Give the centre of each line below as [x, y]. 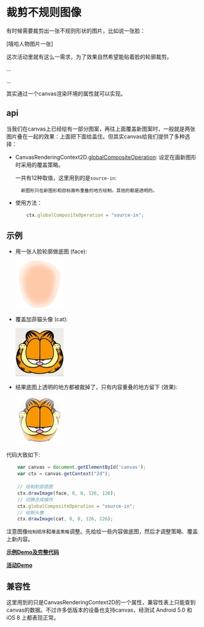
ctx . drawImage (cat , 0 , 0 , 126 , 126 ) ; [65, 519]
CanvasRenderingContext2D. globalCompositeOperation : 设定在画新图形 [106, 157]
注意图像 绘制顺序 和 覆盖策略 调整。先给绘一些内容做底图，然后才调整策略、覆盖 [102, 531]
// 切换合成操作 [35, 500]
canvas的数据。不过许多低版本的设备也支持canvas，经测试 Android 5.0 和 [99, 610]
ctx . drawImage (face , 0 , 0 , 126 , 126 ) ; [67, 493]
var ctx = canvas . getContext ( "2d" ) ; [64, 474]
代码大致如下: [24, 455]
